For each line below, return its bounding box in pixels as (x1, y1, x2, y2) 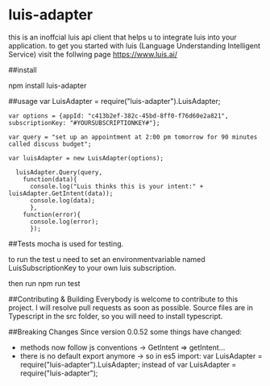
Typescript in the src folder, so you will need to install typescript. (8, 311, 223, 321)
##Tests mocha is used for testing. (8, 239, 124, 248)
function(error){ (23, 210, 81, 218)
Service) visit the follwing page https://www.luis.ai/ (8, 49, 177, 59)
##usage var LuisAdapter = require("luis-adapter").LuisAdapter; (8, 96, 221, 106)
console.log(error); (29, 218, 99, 226)
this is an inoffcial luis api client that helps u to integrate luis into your (8, 32, 238, 42)
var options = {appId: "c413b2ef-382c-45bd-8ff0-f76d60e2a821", (8, 111, 229, 120)
